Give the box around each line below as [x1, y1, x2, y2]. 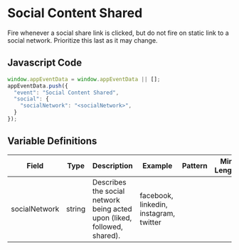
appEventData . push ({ [7, 82, 69, 90]
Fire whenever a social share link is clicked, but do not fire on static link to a [7, 28, 229, 37]
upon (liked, [92, 212, 132, 222]
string [66, 204, 86, 214]
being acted [92, 204, 133, 214]
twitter [139, 217, 161, 227]
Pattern [181, 160, 208, 170]
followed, [92, 222, 123, 231]
